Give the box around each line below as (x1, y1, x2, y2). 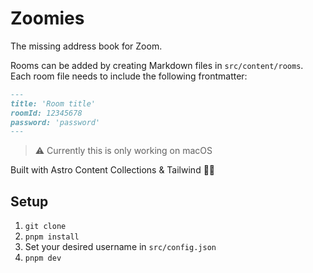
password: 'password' (10, 117, 101, 127)
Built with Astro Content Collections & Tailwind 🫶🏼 (10, 164, 216, 176)
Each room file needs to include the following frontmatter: (10, 70, 248, 82)
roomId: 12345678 (10, 108, 83, 118)
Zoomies (10, 7, 85, 30)
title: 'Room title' (10, 98, 97, 109)
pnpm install (24, 232, 80, 242)
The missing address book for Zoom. (10, 40, 163, 52)
